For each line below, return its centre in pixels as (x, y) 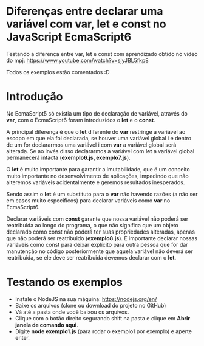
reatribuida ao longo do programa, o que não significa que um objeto (93, 225)
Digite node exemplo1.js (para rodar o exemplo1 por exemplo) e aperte (104, 331)
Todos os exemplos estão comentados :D (58, 72)
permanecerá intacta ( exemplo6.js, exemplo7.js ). (68, 157)
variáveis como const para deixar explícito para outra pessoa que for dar (97, 244)
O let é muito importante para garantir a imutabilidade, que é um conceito (98, 169)
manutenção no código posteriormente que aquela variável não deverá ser (100, 251)
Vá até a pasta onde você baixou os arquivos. (72, 312)
